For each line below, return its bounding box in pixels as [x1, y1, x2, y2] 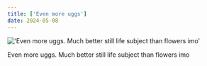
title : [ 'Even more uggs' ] [7, 10, 87, 18]
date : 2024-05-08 [7, 17, 59, 24]
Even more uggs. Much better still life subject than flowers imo [7, 50, 190, 59]
